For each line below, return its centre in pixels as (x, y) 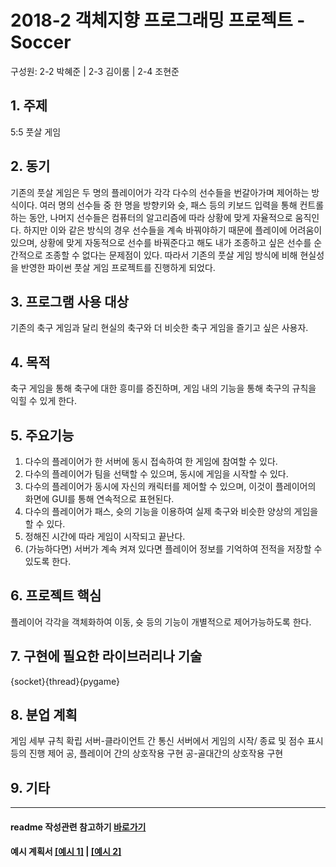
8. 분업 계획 (44, 715)
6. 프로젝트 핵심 (56, 596)
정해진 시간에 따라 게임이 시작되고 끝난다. (105, 536)
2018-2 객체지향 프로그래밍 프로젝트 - (158, 20)
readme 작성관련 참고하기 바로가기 (78, 827)
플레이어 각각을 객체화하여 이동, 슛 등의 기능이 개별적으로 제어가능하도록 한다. (161, 622)
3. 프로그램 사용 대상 (69, 301)
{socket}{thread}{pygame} (65, 681)
